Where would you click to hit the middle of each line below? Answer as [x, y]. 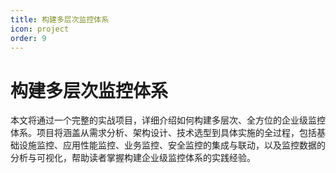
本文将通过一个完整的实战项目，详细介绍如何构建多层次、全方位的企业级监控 [168, 120]
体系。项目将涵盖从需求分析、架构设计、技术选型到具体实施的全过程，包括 [163, 133]
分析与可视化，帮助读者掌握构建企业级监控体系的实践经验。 [133, 158]
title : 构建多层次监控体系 [60, 19]
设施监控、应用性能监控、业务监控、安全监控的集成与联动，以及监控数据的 [172, 145]
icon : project [40, 29]
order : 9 [28, 38]
